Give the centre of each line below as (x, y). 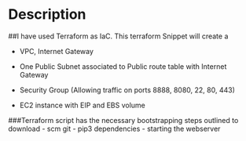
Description (47, 14)
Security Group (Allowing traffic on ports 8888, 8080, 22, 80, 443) (127, 90)
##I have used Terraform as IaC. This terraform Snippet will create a (118, 36)
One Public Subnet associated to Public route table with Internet (123, 66)
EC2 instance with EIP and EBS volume (82, 105)
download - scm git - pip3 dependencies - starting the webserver (114, 128)
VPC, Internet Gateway (57, 51)
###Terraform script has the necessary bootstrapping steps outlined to (123, 120)
